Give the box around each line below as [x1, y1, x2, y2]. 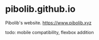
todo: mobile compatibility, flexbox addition [5, 29, 94, 35]
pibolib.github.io [5, 3, 76, 15]
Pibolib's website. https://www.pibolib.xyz [5, 20, 91, 26]
